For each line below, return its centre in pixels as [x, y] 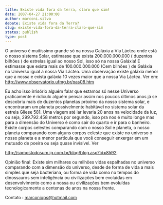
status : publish [21, 32]
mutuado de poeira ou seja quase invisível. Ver [52, 143]
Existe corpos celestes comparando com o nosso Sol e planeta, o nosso [77, 127]
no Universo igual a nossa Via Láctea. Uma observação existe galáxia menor [82, 71]
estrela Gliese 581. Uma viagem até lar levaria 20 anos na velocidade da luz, [81, 112]
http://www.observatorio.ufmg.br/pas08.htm [50, 82]
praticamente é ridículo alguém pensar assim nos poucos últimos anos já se [81, 96]
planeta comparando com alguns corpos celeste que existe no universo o [79, 133]
